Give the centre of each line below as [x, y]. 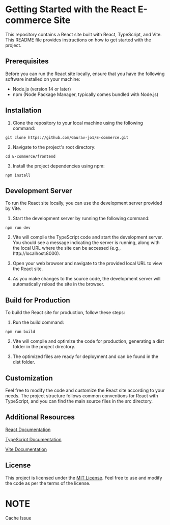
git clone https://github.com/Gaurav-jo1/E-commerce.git [67, 137]
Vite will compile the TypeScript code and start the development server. [88, 237]
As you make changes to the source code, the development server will [87, 279]
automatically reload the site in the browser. [59, 284]
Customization [29, 378]
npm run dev [18, 228]
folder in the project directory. [44, 347]
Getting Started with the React [70, 9]
